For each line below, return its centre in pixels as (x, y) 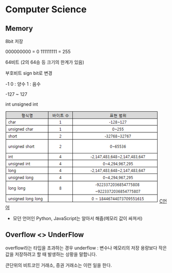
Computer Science (46, 9)
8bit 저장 (14, 41)
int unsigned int (22, 104)
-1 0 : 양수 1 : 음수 (23, 84)
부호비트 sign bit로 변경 (29, 73)
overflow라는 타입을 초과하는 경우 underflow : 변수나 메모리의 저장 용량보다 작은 (86, 248)
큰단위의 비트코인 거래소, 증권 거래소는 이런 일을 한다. (59, 265)
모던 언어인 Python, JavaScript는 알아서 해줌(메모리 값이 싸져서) (78, 218)
